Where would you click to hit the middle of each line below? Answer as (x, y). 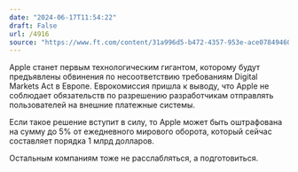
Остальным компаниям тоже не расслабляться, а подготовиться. (134, 158)
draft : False (33, 26)
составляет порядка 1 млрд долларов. (82, 141)
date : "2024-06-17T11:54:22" (63, 17)
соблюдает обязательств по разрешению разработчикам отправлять (141, 96)
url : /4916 (29, 34)
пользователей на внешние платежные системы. (102, 105)
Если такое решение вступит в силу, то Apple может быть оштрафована (146, 122)
